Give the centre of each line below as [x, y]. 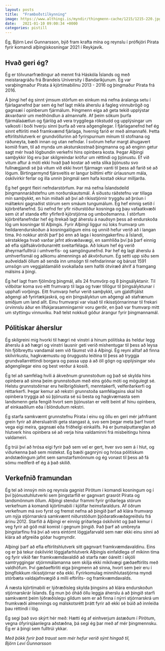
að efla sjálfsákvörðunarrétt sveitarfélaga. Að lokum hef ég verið [70, 245]
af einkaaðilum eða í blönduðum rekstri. [45, 407]
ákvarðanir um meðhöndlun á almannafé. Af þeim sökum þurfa [68, 115]
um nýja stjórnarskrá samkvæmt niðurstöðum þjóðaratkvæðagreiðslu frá [78, 516]
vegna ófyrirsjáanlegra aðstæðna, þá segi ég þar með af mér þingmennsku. [81, 623]
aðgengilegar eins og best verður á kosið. [47, 366]
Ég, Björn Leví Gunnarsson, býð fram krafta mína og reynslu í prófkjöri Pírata [82, 42]
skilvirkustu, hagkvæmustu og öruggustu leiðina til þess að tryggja [72, 356]
